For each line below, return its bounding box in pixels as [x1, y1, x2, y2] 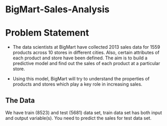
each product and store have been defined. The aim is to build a [12, 55, 148, 61]
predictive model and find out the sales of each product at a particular [12, 60, 160, 67]
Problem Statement [5, 27, 89, 39]
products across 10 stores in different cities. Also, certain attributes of [12, 50, 160, 56]
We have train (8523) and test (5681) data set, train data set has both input [5, 109, 162, 116]
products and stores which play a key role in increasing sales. [12, 81, 142, 88]
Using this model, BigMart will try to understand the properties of [12, 76, 150, 82]
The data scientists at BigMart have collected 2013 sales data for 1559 [12, 44, 160, 50]
